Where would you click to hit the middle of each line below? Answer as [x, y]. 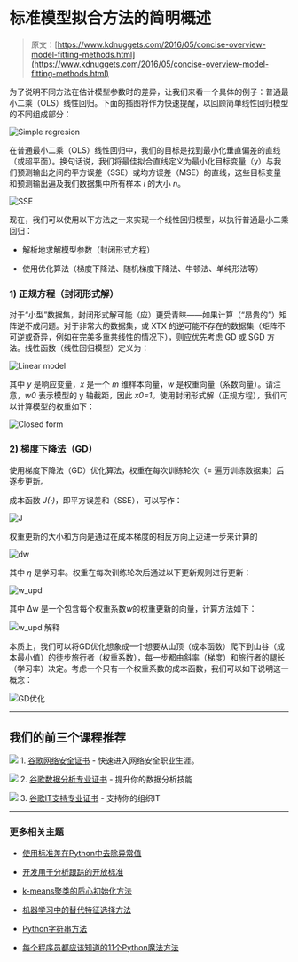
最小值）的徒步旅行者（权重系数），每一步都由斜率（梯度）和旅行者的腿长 [151, 657]
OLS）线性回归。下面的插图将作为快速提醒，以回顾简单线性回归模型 [164, 102]
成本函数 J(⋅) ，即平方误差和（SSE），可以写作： [96, 500]
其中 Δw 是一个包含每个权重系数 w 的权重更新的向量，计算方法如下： [133, 608]
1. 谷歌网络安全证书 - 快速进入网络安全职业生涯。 [110, 760]
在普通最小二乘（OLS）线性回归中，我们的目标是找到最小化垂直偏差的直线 [145, 150]
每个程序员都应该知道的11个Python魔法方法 [100, 947]
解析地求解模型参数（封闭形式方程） [88, 249]
